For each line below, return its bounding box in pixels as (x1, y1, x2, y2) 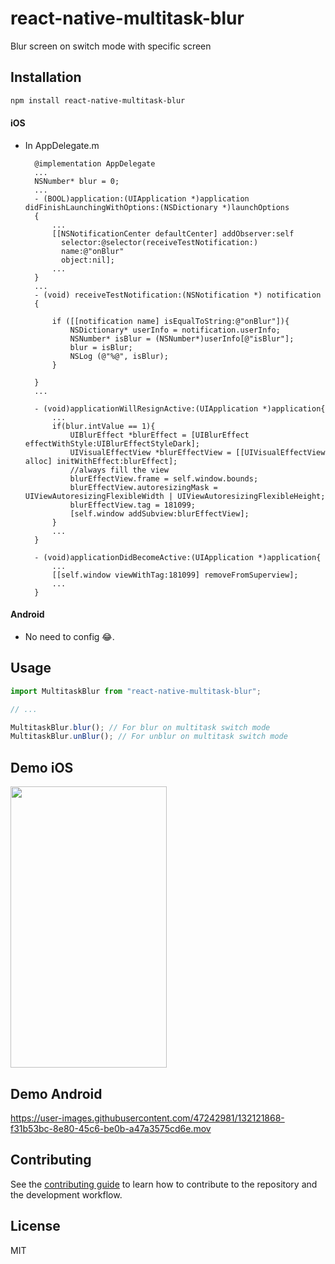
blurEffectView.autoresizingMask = (69, 482, 218, 492)
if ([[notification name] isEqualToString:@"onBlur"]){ (51, 316, 290, 326)
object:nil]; (61, 255, 115, 265)
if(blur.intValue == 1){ (51, 421, 156, 431)
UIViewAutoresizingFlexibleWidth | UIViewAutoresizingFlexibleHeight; (24, 491, 326, 501)
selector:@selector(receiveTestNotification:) (61, 237, 259, 247)
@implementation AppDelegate (34, 158, 156, 169)
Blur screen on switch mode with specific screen (10, 40, 212, 52)
